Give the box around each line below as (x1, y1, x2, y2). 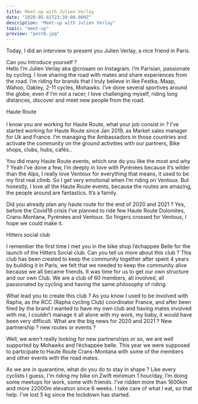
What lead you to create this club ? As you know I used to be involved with (6, 292, 188, 299)
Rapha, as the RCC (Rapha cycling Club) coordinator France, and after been (6, 299, 191, 306)
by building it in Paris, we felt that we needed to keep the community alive (6, 262, 187, 269)
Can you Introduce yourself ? (6, 59, 77, 66)
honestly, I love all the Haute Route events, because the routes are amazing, (6, 183, 192, 190)
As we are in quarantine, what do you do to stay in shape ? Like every (6, 366, 177, 373)
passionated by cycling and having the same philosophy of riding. (6, 281, 168, 288)
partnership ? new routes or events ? (6, 324, 96, 331)
